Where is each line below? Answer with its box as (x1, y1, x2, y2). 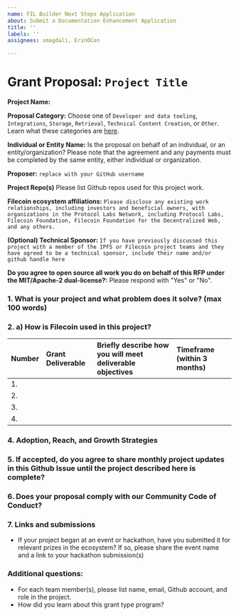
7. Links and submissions (7, 519, 96, 529)
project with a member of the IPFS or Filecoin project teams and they (7, 243, 224, 251)
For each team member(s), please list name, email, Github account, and (17, 585, 228, 593)
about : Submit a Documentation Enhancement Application (7, 17, 176, 24)
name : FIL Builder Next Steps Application (7, 10, 135, 18)
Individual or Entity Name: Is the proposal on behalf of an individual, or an (7, 141, 225, 149)
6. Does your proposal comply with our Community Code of (7, 492, 217, 502)
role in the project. (17, 592, 72, 601)
